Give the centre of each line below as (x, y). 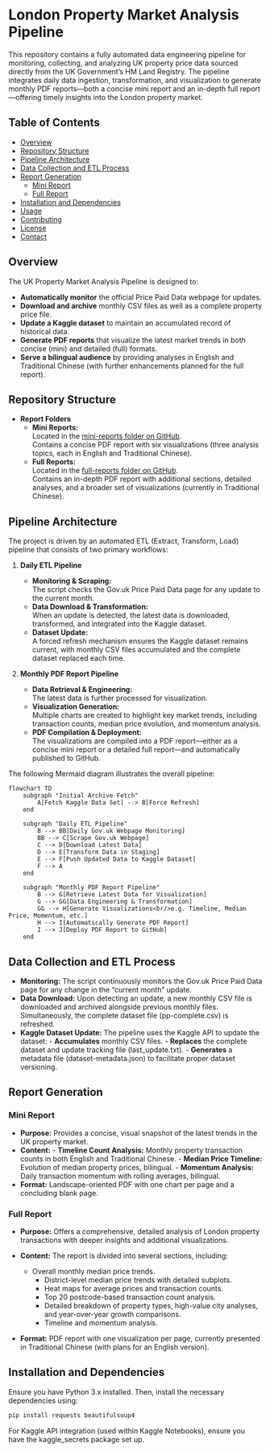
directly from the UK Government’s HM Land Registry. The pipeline (119, 71)
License (33, 228)
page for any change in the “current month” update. (106, 990)
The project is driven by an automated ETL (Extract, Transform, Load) (124, 541)
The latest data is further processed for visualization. (120, 698)
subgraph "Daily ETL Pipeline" (75, 824)
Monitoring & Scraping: (72, 581)
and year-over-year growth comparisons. (112, 1314)
